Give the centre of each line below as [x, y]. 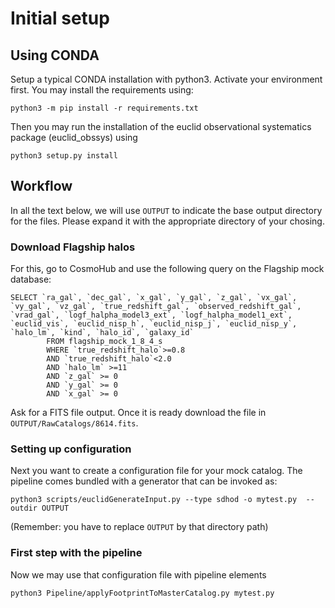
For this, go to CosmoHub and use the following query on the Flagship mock [167, 269]
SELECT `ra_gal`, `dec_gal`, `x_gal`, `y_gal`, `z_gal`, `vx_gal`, [154, 298]
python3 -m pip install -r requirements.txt [104, 108]
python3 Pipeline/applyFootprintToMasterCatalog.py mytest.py [142, 593]
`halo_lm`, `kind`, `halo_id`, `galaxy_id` [102, 333]
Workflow [41, 186]
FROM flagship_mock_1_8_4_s [104, 342]
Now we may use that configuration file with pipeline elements [138, 574]
